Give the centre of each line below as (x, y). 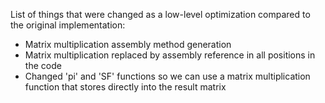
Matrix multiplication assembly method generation (128, 44)
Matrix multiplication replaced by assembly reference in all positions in (170, 55)
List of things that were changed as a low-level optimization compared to (160, 14)
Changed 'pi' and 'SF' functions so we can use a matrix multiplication (167, 76)
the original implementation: (68, 25)
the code (43, 65)
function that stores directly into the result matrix (125, 87)
